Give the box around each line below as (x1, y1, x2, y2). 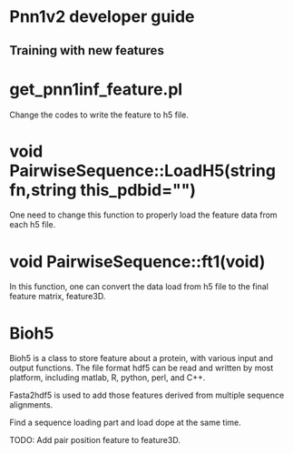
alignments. (9, 399, 54, 410)
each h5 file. (9, 219, 56, 230)
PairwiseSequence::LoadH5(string (9, 160, 277, 181)
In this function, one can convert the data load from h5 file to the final (9, 281, 269, 292)
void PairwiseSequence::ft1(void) (9, 251, 266, 272)
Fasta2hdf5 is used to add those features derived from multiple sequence (9, 389, 285, 401)
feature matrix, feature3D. (9, 291, 106, 302)
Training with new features (9, 43, 165, 58)
